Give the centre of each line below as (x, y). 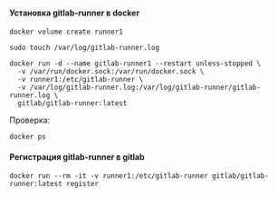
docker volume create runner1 (67, 32)
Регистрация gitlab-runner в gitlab (77, 157)
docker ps (28, 137)
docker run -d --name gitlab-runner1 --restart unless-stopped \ (135, 64)
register (83, 184)
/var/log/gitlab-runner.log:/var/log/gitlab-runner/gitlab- (145, 88)
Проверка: (30, 120)
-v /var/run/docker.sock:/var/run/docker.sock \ (111, 72)
